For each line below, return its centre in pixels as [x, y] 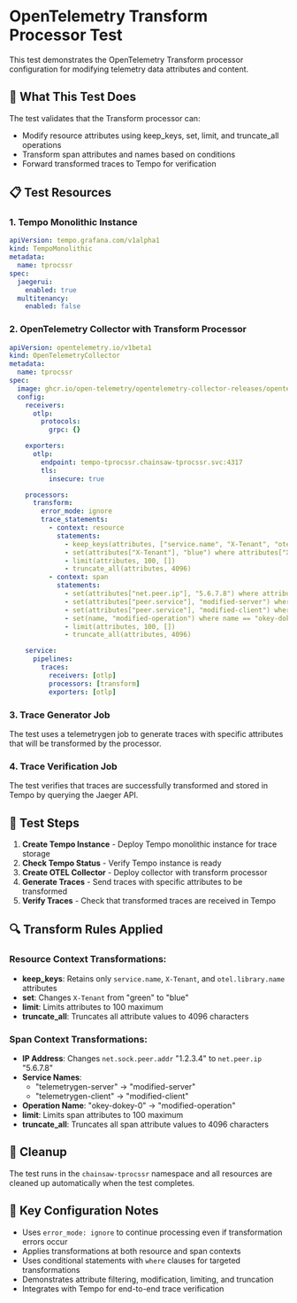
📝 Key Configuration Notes [84, 1211]
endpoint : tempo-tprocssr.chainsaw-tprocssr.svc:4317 [142, 462]
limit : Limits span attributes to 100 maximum [103, 1115]
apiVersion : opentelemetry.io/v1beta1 [80, 347]
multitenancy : [43, 299]
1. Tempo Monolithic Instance [73, 222]
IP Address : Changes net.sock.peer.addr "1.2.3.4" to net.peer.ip [142, 1059]
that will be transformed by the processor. [85, 743]
